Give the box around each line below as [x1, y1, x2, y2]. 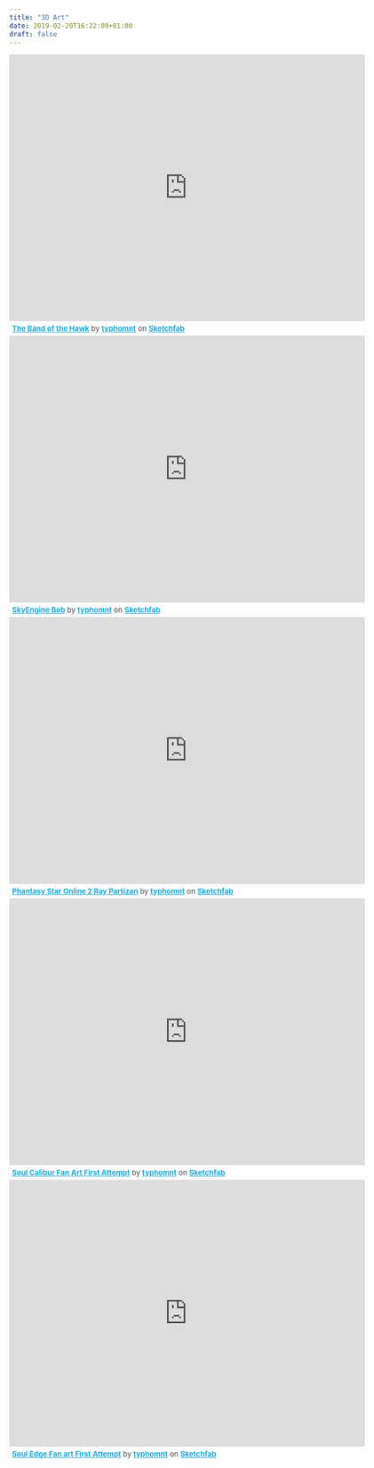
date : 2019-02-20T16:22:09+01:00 [9, 21, 133, 30]
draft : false [9, 29, 58, 38]
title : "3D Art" [9, 12, 69, 22]
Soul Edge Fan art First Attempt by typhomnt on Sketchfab [12, 1449, 217, 1459]
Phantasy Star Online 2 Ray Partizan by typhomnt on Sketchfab [12, 886, 234, 897]
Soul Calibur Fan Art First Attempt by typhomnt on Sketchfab [12, 1167, 226, 1178]
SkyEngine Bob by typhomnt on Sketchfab [12, 605, 161, 615]
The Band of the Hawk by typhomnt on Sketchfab [12, 324, 185, 334]
